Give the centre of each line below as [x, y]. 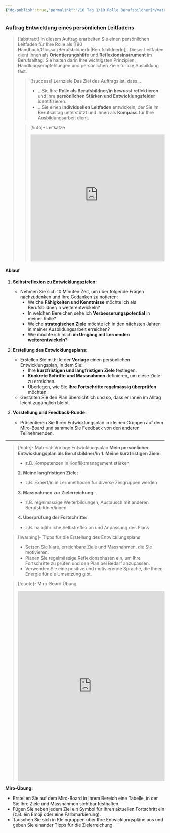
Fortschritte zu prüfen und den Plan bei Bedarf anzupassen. [88, 563]
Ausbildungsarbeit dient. [63, 118]
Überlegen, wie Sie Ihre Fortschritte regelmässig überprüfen [92, 387]
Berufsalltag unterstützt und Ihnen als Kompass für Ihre [96, 112]
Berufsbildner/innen [46, 508]
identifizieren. [52, 101]
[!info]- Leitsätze [48, 127]
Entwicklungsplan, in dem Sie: [51, 365]
